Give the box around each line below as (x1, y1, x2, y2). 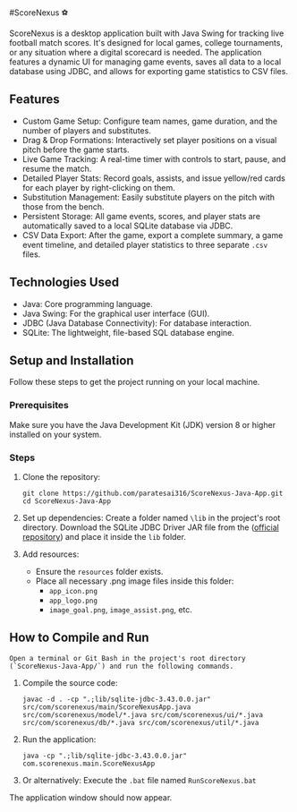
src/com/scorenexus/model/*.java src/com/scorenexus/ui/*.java (21, 710, 264, 719)
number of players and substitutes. (21, 124, 152, 136)
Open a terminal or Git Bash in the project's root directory (9, 654, 246, 662)
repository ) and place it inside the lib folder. (21, 532, 186, 543)
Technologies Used (9, 275, 119, 290)
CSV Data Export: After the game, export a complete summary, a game (21, 229, 284, 240)
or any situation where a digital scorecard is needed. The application (9, 47, 262, 57)
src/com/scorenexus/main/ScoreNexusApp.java (21, 702, 191, 712)
